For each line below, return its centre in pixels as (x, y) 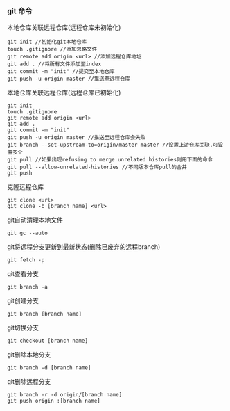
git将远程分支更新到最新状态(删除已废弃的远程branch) (84, 247)
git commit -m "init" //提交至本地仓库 (61, 72)
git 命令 (20, 10)
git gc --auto (28, 233)
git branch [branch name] (44, 314)
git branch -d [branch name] (49, 368)
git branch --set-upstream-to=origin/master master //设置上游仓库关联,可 (113, 145)
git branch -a (28, 287)
